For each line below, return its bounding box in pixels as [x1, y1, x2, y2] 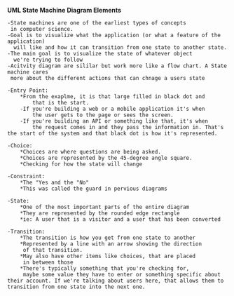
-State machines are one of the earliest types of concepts [7, 20, 187, 27]
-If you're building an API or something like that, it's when [20, 118, 209, 125]
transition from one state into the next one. [7, 283, 146, 290]
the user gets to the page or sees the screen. [32, 112, 174, 119]
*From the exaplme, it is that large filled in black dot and [20, 93, 205, 100]
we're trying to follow [13, 56, 83, 63]
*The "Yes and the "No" [20, 179, 90, 186]
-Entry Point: [7, 87, 49, 94]
